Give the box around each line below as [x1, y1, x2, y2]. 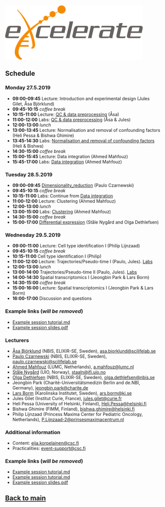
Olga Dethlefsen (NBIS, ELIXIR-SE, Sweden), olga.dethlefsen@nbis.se [12, 374, 155, 380]
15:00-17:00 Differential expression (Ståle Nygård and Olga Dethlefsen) [12, 219, 159, 225]
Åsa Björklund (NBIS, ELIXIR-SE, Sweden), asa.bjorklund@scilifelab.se [12, 348, 156, 354]
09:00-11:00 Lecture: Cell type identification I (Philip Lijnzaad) [12, 243, 140, 249]
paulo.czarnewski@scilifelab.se [12, 358, 77, 364]
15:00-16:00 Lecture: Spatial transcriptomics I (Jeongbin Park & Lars [12, 285, 154, 291]
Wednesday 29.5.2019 [5, 231, 61, 238]
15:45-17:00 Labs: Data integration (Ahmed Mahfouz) [12, 159, 122, 165]
